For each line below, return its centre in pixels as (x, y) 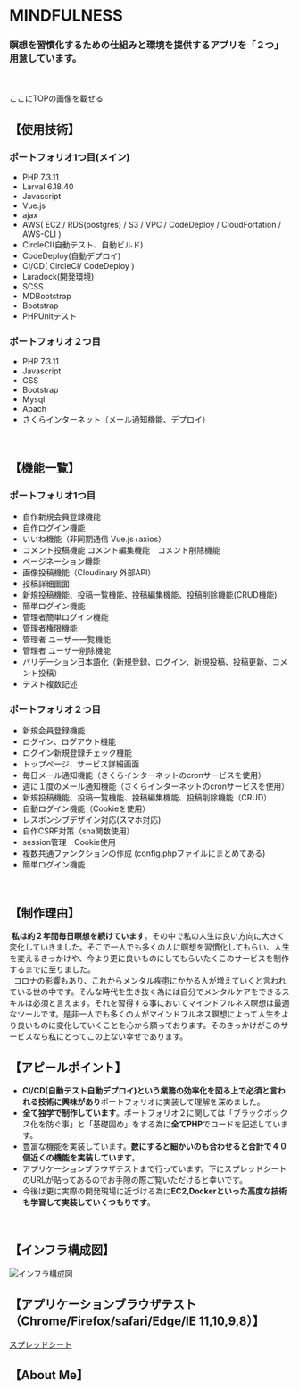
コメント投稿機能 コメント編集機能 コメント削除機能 (121, 550)
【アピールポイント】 (68, 1067)
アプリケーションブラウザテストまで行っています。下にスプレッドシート (154, 1169)
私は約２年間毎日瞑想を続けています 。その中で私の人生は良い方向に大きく (148, 936)
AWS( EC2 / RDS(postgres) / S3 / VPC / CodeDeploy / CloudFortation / (152, 225)
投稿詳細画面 (46, 584)
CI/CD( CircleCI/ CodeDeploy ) (78, 266)
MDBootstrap (46, 297)
